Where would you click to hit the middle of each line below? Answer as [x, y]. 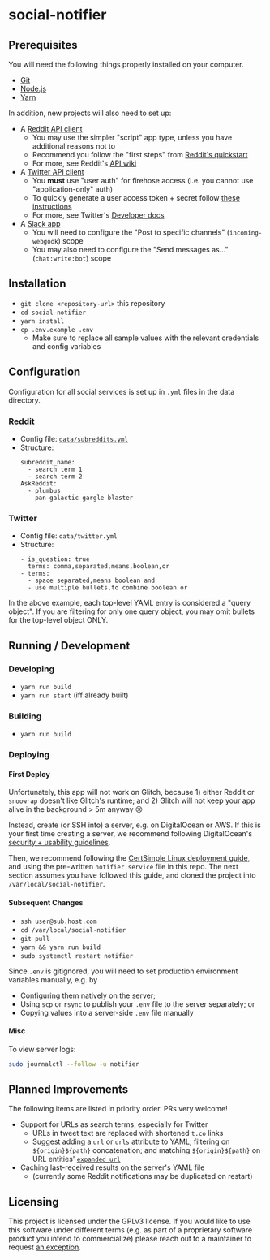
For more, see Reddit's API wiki [84, 163]
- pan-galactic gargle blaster [81, 498]
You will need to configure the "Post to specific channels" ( [131, 232]
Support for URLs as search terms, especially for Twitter [114, 1124]
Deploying [29, 755]
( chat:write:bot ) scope [72, 258]
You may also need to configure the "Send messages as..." [130, 250]
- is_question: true [55, 559]
